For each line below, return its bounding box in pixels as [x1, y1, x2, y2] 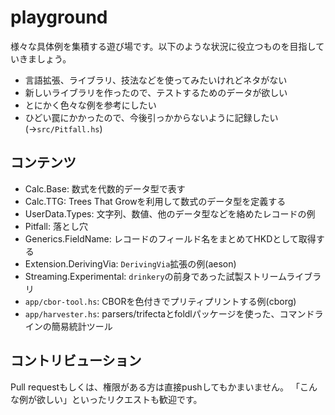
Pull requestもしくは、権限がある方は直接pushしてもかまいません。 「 [10, 381, 301, 393]
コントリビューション [10, 352, 142, 370]
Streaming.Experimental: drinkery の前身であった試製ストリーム [24, 270, 287, 282]
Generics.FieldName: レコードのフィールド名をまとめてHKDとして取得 [24, 232, 317, 245]
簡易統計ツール [51, 320, 113, 332]
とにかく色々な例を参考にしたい [24, 99, 157, 111]
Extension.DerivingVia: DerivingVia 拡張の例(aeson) [24, 257, 237, 270]
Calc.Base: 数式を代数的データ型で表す [24, 182, 186, 195]
